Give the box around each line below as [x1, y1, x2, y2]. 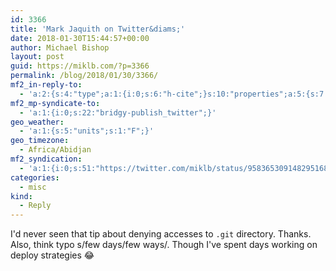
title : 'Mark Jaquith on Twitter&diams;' [10, 24, 186, 34]
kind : [10, 191, 33, 201]
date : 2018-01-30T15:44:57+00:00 [10, 33, 150, 43]
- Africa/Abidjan [19, 145, 92, 155]
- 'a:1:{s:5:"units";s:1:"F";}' [19, 126, 155, 136]
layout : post [10, 52, 65, 62]
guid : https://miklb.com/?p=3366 [10, 61, 150, 71]
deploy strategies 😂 [10, 249, 95, 261]
